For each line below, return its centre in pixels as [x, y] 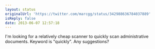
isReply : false [20, 18]
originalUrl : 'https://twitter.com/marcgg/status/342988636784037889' [78, 14]
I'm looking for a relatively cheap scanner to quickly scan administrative [77, 37]
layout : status [20, 9]
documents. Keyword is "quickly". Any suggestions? [57, 42]
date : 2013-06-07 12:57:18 [32, 23]
